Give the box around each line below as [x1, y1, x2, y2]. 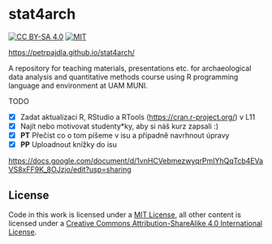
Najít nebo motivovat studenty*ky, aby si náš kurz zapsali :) [19, 121, 219, 131]
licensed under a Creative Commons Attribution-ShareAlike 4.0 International [8, 219, 263, 228]
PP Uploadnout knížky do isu [19, 140, 118, 150]
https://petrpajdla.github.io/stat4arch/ [8, 47, 136, 57]
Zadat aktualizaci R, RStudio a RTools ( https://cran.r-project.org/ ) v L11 [19, 111, 256, 122]
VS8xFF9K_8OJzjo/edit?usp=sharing [8, 164, 132, 175]
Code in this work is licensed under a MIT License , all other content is [8, 210, 242, 220]
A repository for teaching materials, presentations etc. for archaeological [8, 63, 252, 73]
